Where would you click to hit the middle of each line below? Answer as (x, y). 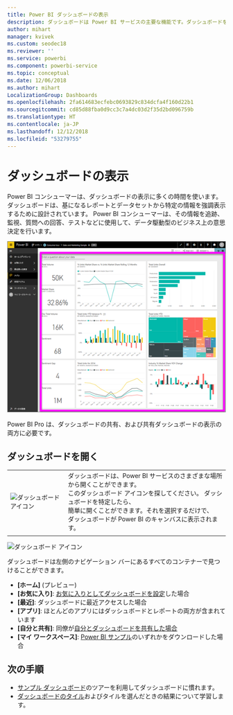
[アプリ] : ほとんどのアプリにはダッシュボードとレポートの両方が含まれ (118, 610)
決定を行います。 (31, 231)
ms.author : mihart (34, 88)
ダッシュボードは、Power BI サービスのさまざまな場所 (145, 476)
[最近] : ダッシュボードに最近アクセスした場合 (82, 602)
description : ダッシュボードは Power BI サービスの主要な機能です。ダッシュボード (115, 22)
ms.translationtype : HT (42, 117)
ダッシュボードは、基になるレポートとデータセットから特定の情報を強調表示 (116, 205)
